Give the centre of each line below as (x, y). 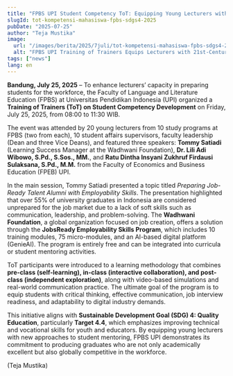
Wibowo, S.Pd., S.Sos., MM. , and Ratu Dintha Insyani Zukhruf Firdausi (110, 157)
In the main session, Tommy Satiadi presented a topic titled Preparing (106, 185)
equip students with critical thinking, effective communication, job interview (115, 294)
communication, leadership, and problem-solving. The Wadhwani (101, 215)
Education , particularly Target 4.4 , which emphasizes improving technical (113, 322)
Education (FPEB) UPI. (39, 172)
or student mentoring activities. (52, 251)
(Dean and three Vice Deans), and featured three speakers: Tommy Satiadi (114, 142)
